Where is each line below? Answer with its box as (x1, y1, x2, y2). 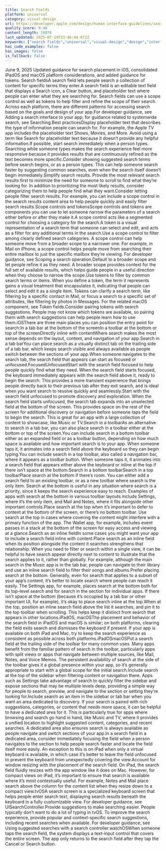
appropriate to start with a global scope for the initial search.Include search (5, 667, 158, 673)
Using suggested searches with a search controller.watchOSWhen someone (5, 825, 161, 831)
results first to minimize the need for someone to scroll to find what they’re (5, 177, 157, 183)
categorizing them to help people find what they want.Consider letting (5, 188, 148, 194)
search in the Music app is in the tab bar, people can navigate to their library (5, 562, 160, 568)
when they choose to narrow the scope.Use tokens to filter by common (5, 272, 150, 278)
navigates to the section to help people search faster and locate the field (5, 741, 153, 747)
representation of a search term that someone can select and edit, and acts (5, 225, 159, 231)
